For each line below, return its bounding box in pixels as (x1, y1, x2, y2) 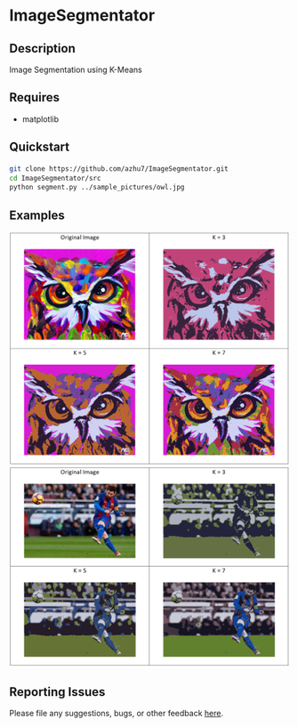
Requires (9, 90, 60, 105)
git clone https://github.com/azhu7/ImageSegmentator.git (9, 164, 229, 174)
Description (9, 41, 76, 56)
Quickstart (9, 140, 70, 155)
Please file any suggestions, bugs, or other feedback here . (9, 708, 224, 718)
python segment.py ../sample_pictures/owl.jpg (9, 183, 185, 192)
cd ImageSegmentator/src (9, 174, 101, 182)
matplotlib (21, 113, 60, 125)
